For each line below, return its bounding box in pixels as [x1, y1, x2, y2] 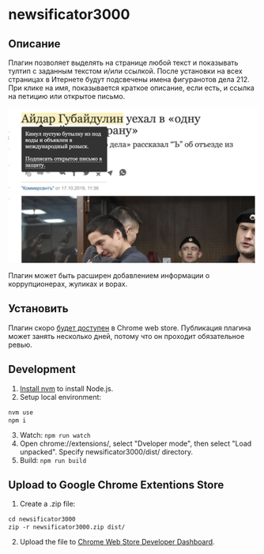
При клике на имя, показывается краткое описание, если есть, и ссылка [8, 83, 255, 92]
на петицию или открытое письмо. [8, 92, 126, 100]
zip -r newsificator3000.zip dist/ [8, 523, 126, 531]
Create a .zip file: [19, 499, 76, 509]
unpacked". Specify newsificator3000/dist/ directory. [19, 447, 194, 456]
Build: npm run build [19, 455, 87, 465]
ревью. [8, 340, 33, 349]
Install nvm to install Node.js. [19, 383, 114, 393]
